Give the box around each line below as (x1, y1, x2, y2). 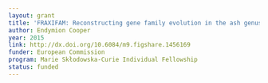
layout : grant (8, 11, 56, 20)
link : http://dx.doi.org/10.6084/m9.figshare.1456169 (8, 41, 191, 49)
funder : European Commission (8, 48, 105, 56)
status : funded (8, 63, 59, 71)
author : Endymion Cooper (8, 26, 91, 34)
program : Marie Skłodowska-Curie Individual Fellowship (8, 56, 198, 64)
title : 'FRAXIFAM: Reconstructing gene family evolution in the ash (8, 19, 241, 27)
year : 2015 (8, 33, 45, 42)
